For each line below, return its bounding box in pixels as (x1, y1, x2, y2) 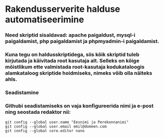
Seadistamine (5, 89, 39, 96)
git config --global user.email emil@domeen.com (5, 124, 107, 129)
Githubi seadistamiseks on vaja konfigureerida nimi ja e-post (5, 102, 154, 109)
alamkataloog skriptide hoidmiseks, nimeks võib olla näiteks (5, 70, 153, 77)
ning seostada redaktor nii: (5, 108, 71, 115)
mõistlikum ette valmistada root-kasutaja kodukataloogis (5, 63, 145, 70)
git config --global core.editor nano (5, 129, 85, 134)
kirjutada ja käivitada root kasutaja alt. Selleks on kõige (5, 57, 139, 64)
